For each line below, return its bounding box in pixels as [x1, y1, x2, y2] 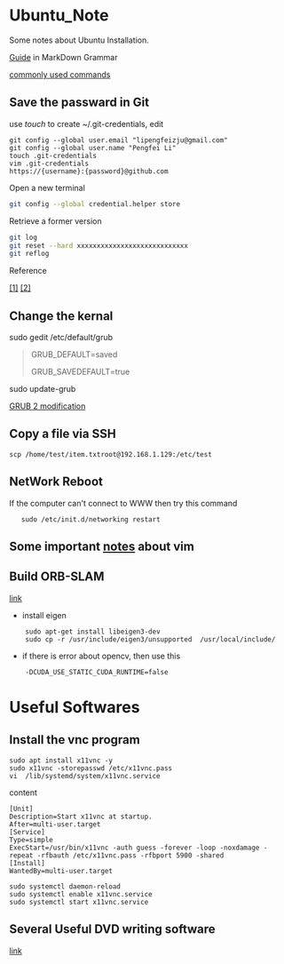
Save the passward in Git [9, 95, 149, 110]
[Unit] [9, 804, 34, 813]
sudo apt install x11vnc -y [9, 756, 114, 765]
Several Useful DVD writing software [9, 921, 216, 937]
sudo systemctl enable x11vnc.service [9, 889, 153, 898]
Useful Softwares [9, 697, 140, 718]
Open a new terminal [9, 182, 86, 193]
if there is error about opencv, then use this [21, 650, 181, 661]
